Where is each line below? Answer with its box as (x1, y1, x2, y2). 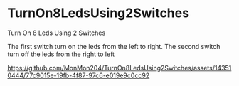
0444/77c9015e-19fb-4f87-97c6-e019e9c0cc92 (7, 71, 150, 80)
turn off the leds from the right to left (7, 50, 115, 58)
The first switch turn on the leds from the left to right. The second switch (7, 42, 221, 50)
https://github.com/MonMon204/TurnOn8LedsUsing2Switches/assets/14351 (7, 63, 232, 72)
